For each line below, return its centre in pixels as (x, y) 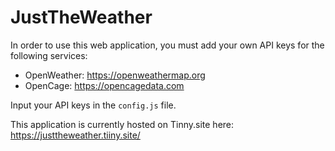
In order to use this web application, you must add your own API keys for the (167, 45)
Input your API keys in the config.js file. (93, 105)
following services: (49, 55)
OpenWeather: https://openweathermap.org (115, 75)
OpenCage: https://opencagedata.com (104, 85)
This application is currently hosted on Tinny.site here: (122, 124)
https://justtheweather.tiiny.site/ (75, 135)
